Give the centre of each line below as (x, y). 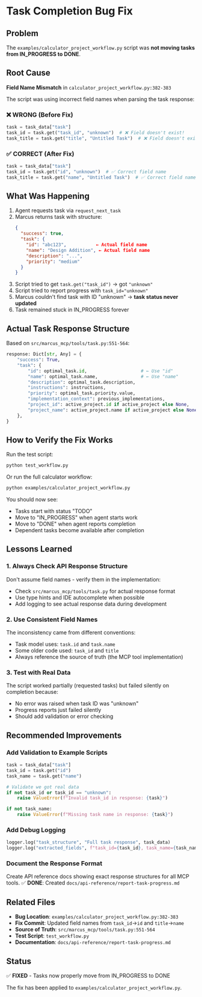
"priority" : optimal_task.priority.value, (82, 393)
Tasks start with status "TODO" (54, 511)
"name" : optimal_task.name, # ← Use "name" (103, 376)
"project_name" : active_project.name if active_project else (106, 410)
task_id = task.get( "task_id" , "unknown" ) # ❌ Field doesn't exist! (96, 133)
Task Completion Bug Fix (70, 11)
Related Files (31, 902)
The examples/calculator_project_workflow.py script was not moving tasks (101, 48)
